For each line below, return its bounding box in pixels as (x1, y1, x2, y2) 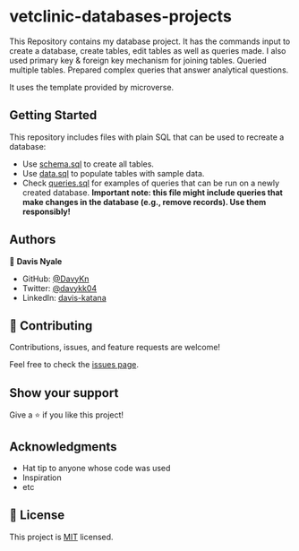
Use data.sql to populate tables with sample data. (21, 168, 205, 178)
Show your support (9, 385, 119, 400)
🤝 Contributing (9, 318, 93, 333)
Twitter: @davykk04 (21, 282, 98, 293)
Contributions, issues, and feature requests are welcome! (9, 342, 221, 353)
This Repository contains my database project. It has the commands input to (9, 36, 291, 47)
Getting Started (9, 108, 98, 123)
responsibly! (21, 206, 72, 217)
